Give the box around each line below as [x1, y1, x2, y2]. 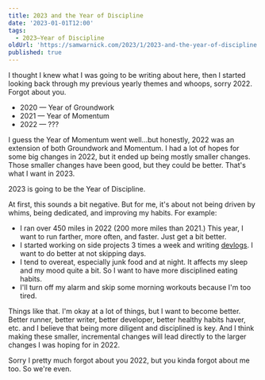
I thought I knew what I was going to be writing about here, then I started [8, 71, 246, 79]
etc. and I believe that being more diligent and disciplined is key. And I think [8, 324, 255, 332]
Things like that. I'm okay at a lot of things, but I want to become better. [8, 307, 241, 316]
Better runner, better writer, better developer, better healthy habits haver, [8, 315, 246, 324]
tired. [19, 291, 37, 301]
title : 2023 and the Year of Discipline [8, 11, 144, 20]
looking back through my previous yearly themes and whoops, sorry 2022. [8, 79, 252, 88]
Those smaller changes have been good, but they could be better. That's [8, 161, 246, 169]
